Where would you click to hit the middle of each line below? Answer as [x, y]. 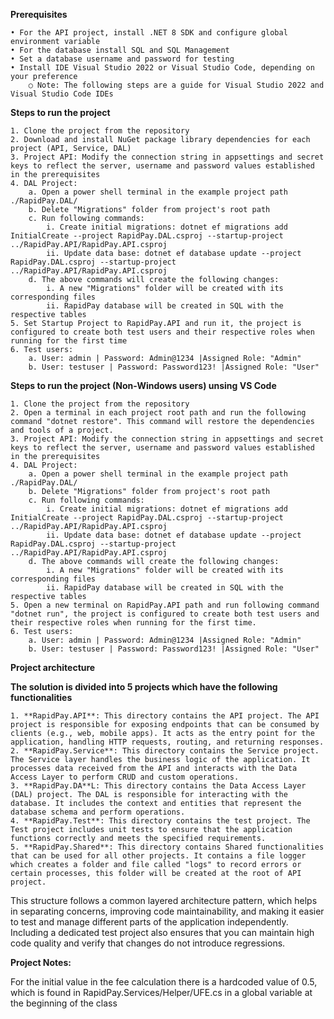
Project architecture [53, 667]
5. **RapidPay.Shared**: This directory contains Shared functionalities [167, 847]
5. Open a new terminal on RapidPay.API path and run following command [165, 605]
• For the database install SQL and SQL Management [120, 50]
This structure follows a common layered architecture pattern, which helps [164, 900]
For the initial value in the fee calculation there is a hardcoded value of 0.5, [164, 982]
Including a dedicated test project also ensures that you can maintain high [162, 932]
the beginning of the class [64, 1003]
